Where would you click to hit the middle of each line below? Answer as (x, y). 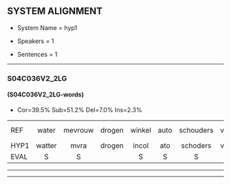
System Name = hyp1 (47, 27)
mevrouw (79, 130)
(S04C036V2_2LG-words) (46, 94)
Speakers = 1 (35, 41)
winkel (141, 130)
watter (46, 145)
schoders (196, 145)
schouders (196, 130)
